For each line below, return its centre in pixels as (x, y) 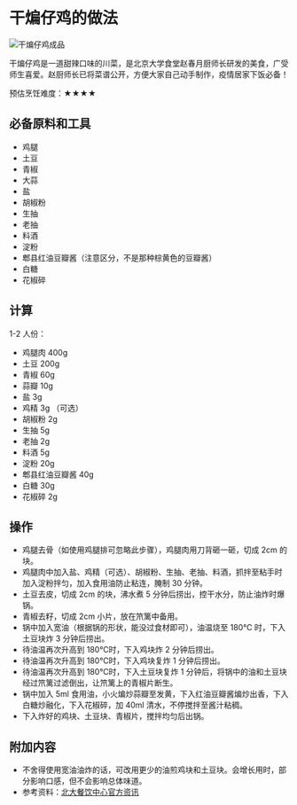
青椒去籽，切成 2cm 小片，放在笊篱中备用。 (102, 616)
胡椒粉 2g (39, 418)
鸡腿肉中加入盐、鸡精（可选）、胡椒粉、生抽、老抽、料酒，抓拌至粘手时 (152, 572)
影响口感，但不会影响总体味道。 (88, 781)
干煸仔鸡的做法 (64, 18)
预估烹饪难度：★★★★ (53, 93)
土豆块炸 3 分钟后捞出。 (66, 638)
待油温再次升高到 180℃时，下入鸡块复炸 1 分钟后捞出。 (123, 660)
